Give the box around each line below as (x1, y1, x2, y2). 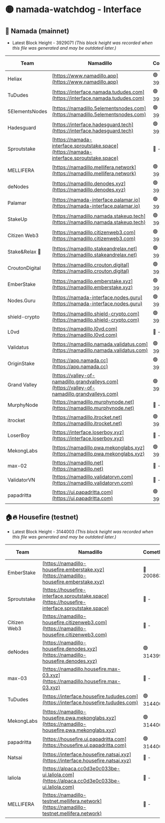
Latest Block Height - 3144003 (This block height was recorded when (12, 529, 154, 535)
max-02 (7, 462, 27, 469)
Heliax (7, 75, 22, 82)
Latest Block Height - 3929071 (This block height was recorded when (12, 40, 153, 46)
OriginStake (7, 360, 35, 367)
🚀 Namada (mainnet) (5, 27, 70, 35)
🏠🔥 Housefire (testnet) (5, 513, 79, 521)
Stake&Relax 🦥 (7, 248, 41, 255)
